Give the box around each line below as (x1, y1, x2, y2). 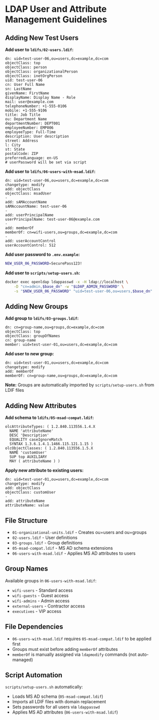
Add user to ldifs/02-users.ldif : (5, 47, 74, 52)
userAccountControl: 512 (5, 243, 56, 248)
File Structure (5, 516, 48, 525)
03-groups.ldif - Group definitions (12, 539, 83, 546)
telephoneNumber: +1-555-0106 (5, 104, 67, 109)
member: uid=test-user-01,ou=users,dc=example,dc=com (5, 342, 118, 347)
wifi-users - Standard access (12, 587, 73, 593)
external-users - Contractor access (12, 603, 85, 609)
